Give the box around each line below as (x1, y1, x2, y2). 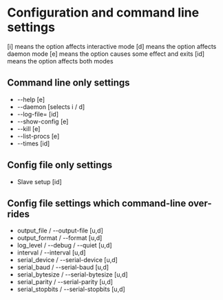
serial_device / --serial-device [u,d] (17, 256, 118, 264)
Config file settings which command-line (7, 197, 187, 209)
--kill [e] (17, 124, 41, 132)
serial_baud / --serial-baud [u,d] (17, 263, 109, 272)
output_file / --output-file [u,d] (17, 226, 103, 235)
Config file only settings (7, 159, 113, 171)
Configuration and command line (7, 5, 200, 21)
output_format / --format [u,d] (17, 234, 103, 242)
